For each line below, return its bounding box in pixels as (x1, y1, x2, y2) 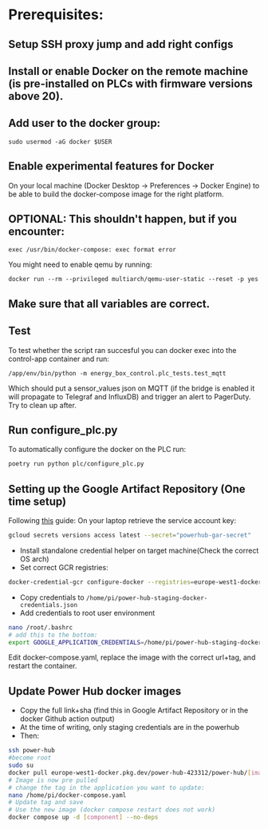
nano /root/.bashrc (8, 623, 73, 632)
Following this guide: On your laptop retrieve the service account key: (8, 516, 237, 526)
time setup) (8, 494, 66, 508)
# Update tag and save (8, 799, 84, 807)
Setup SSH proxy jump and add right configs (8, 38, 234, 51)
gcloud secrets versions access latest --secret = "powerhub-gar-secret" (8, 531, 251, 540)
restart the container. (8, 661, 77, 671)
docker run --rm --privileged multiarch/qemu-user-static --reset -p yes (8, 276, 259, 284)
